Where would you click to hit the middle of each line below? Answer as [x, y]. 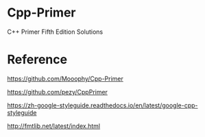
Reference [37, 60]
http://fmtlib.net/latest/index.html [54, 126]
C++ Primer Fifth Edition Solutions [55, 32]
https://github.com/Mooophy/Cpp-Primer [65, 78]
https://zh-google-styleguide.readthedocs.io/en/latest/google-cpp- [102, 105]
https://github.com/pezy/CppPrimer [58, 92]
